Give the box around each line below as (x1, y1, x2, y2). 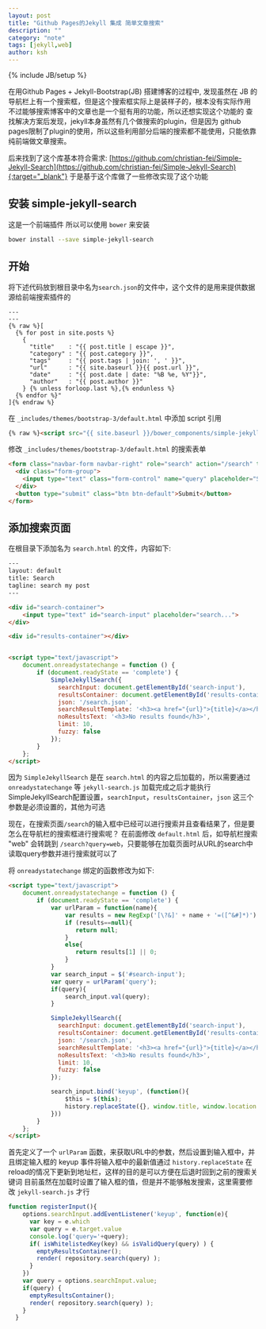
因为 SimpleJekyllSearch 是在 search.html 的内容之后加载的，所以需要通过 (8, 772, 251, 782)
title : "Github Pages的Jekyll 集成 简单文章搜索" (8, 19, 165, 27)
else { (64, 941, 83, 949)
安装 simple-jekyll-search (8, 197, 137, 211)
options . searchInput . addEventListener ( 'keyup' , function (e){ (22, 1211, 228, 1219)
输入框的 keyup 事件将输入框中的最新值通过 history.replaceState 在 (28, 1157, 253, 1167)
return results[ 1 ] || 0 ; (75, 948, 158, 956)
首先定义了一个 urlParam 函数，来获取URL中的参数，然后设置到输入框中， (8, 1147, 249, 1157)
